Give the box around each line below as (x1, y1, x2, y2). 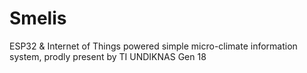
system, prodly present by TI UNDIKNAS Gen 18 (9, 50, 207, 62)
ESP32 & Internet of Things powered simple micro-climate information (9, 40, 298, 52)
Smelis (9, 7, 67, 30)
